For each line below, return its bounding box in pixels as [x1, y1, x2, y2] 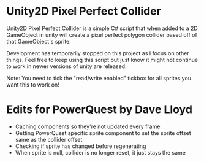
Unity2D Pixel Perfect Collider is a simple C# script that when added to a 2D [6, 25, 198, 32]
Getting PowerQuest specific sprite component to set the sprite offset [15, 129, 191, 136]
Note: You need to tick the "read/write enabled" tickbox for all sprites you [6, 74, 192, 82]
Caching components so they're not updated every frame [15, 123, 161, 130]
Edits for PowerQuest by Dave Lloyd [6, 102, 193, 117]
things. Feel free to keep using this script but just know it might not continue [6, 56, 198, 63]
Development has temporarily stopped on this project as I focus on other [6, 49, 190, 56]
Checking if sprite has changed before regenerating [15, 142, 146, 150]
